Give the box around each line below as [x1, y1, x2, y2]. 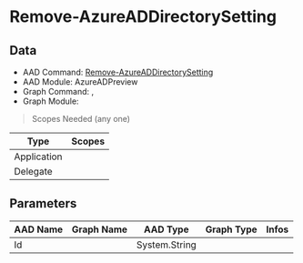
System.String [136, 238, 197, 251]
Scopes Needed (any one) [31, 114, 130, 124]
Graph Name [71, 223, 128, 236]
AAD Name [14, 223, 64, 236]
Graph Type [205, 223, 258, 236]
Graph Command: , [22, 86, 95, 96]
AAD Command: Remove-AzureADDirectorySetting [22, 66, 214, 77]
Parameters [9, 196, 77, 211]
